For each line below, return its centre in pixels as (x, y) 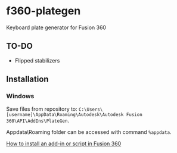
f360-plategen (44, 11)
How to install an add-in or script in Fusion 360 (64, 143)
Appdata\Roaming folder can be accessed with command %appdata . (89, 132)
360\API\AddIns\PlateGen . (38, 121)
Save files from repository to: (42, 109)
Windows (20, 96)
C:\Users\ (91, 110)
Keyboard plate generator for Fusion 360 (56, 27)
